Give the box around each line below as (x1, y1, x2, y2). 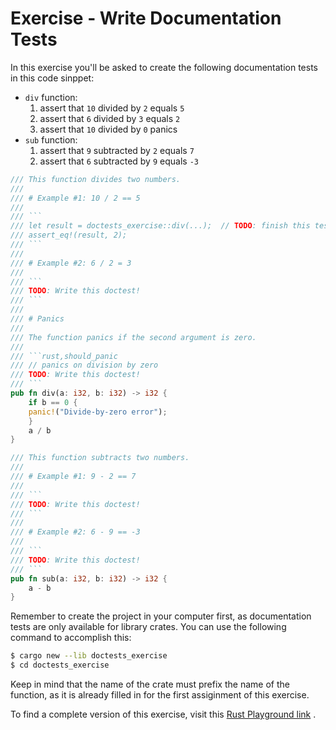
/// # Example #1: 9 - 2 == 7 (10, 472, 137, 482)
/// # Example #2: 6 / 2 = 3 (10, 258, 132, 268)
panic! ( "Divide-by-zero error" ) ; (28, 407, 168, 417)
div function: (24, 91, 78, 103)
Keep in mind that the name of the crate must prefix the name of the (10, 678, 290, 691)
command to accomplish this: (10, 632, 132, 644)
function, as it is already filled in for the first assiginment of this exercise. (10, 689, 310, 701)
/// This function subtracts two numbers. (10, 453, 190, 463)
